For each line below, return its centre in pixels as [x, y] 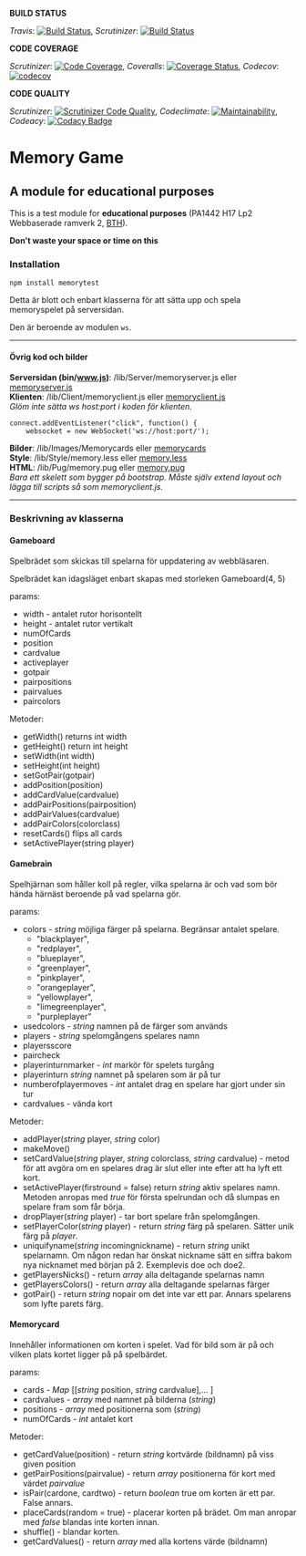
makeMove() [46, 1148]
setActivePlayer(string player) [78, 843]
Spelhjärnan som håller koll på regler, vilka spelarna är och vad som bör [143, 884]
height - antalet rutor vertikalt [78, 623]
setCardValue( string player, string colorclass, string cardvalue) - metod [156, 1158]
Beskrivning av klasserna [67, 519]
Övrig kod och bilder [49, 357]
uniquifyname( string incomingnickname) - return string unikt [136, 1245]
